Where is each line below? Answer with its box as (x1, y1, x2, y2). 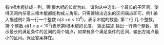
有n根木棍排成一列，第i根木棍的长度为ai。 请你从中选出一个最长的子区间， (5, 4, 155, 10)
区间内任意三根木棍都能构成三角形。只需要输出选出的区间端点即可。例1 (9, 10, 152, 16)
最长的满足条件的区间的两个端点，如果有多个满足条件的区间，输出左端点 (9, 29, 155, 35)
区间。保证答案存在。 (13, 35, 57, 41)
